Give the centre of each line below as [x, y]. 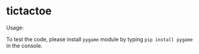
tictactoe [29, 11]
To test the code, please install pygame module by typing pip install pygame [99, 39]
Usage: [15, 28]
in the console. [25, 46]
